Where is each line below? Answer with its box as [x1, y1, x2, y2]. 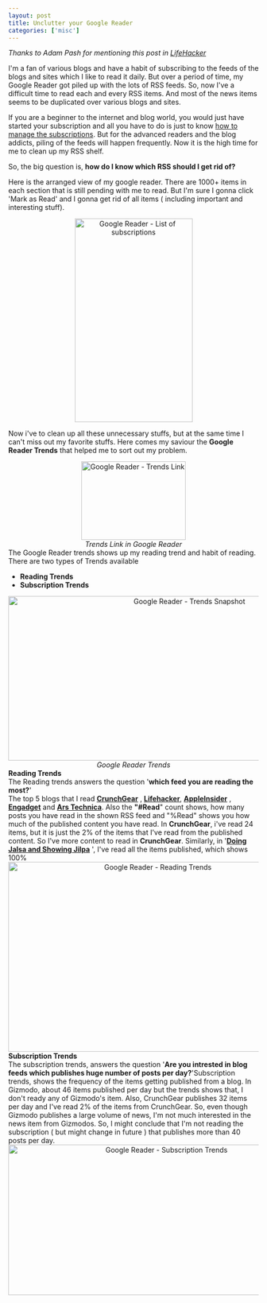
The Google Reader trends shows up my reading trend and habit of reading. [8, 548, 257, 557]
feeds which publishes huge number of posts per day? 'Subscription [8, 1068, 236, 1078]
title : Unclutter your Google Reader [8, 19, 133, 27]
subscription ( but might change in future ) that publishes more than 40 [8, 1127, 241, 1137]
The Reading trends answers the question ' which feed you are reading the [8, 777, 254, 787]
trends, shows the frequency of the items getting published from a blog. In [8, 1076, 252, 1086]
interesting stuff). [8, 203, 65, 212]
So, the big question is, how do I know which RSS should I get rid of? [8, 162, 236, 172]
